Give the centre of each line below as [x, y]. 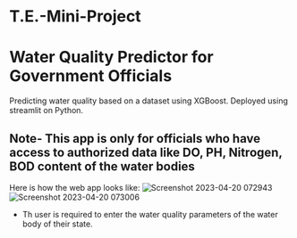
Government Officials [91, 76]
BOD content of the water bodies [102, 166]
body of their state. [57, 224]
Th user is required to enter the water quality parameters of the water [150, 214]
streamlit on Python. [46, 111]
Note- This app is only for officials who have [135, 139]
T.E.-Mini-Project [75, 16]
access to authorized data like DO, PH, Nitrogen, [146, 152]
